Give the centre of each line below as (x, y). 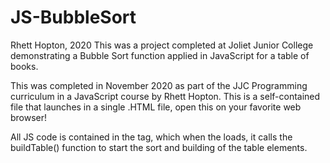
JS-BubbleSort (73, 17)
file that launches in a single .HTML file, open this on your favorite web (156, 107)
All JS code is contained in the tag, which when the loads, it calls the (151, 137)
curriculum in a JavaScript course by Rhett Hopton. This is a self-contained (165, 96)
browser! (29, 117)
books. (24, 66)
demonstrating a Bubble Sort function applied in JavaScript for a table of (160, 55)
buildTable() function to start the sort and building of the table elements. (159, 147)
